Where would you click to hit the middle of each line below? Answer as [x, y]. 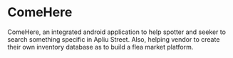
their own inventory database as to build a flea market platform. [100, 47]
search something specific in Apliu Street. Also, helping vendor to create [114, 39]
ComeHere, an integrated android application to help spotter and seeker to [117, 32]
